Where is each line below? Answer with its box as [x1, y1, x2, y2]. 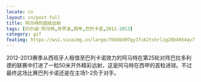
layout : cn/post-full [6, 14, 61, 20]
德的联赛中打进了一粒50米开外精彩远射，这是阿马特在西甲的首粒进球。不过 [6, 61, 193, 69]
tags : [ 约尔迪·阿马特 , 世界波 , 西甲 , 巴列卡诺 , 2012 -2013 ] [6, 25, 134, 32]
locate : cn [6, 8, 34, 15]
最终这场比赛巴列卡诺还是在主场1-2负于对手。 [6, 69, 120, 76]
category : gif [6, 31, 42, 37]
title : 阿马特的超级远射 [6, 20, 61, 26]
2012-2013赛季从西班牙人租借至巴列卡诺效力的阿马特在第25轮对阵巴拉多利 [6, 54, 192, 61]
